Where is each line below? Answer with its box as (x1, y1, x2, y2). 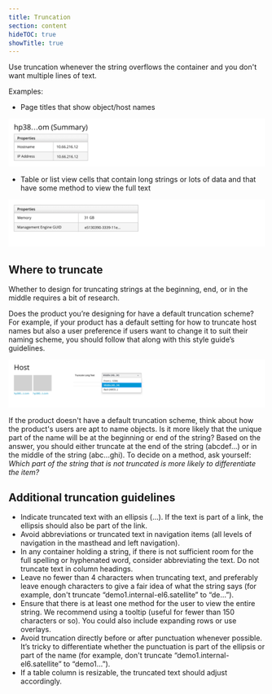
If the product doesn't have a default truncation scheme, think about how (8, 415, 254, 425)
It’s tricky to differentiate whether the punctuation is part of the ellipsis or (20, 642, 265, 652)
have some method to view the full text (20, 183, 151, 193)
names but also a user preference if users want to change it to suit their (8, 326, 248, 336)
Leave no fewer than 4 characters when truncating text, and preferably (20, 573, 259, 583)
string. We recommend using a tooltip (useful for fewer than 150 (20, 607, 235, 618)
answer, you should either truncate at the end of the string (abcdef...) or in (8, 441, 257, 451)
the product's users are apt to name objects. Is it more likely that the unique (8, 424, 262, 434)
